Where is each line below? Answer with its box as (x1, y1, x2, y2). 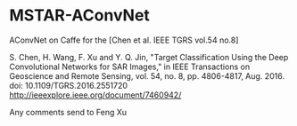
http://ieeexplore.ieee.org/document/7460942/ (9, 90, 182, 100)
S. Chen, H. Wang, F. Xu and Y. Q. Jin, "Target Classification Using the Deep (9, 51, 289, 62)
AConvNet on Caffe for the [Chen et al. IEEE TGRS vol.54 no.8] (9, 35, 239, 45)
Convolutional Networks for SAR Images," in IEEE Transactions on (9, 61, 251, 72)
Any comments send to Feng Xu (9, 106, 128, 117)
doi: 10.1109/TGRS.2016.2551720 (9, 80, 128, 91)
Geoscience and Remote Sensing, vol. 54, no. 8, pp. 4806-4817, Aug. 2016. (9, 70, 285, 81)
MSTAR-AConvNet (9, 5, 150, 26)
